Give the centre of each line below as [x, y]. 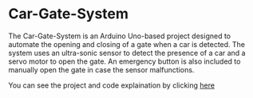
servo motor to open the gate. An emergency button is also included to [125, 61]
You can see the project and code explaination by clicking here [112, 85]
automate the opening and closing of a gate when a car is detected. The [127, 44]
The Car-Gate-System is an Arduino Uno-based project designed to [120, 36]
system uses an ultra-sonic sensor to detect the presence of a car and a [127, 53]
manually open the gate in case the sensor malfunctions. [101, 69]
